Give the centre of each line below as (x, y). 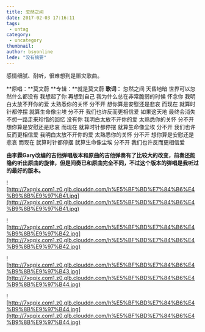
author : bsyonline (30, 52)
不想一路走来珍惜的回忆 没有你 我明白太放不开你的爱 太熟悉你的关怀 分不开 (100, 119)
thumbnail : (20, 46)
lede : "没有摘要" (27, 57)
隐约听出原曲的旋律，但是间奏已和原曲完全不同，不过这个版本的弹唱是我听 (100, 163)
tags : (13, 23)
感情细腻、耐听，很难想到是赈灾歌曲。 (54, 76)
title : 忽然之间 (25, 12)
